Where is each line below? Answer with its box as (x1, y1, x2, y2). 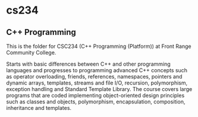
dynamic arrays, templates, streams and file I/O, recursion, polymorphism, (6, 79, 188, 86)
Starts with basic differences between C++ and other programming (6, 60, 171, 67)
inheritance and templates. (6, 105, 72, 111)
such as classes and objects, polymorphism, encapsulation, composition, (6, 98, 186, 105)
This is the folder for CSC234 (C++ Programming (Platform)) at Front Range (6, 43, 191, 50)
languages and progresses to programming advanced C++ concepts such (6, 67, 188, 74)
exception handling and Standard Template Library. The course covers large (6, 86, 193, 92)
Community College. (6, 49, 56, 56)
